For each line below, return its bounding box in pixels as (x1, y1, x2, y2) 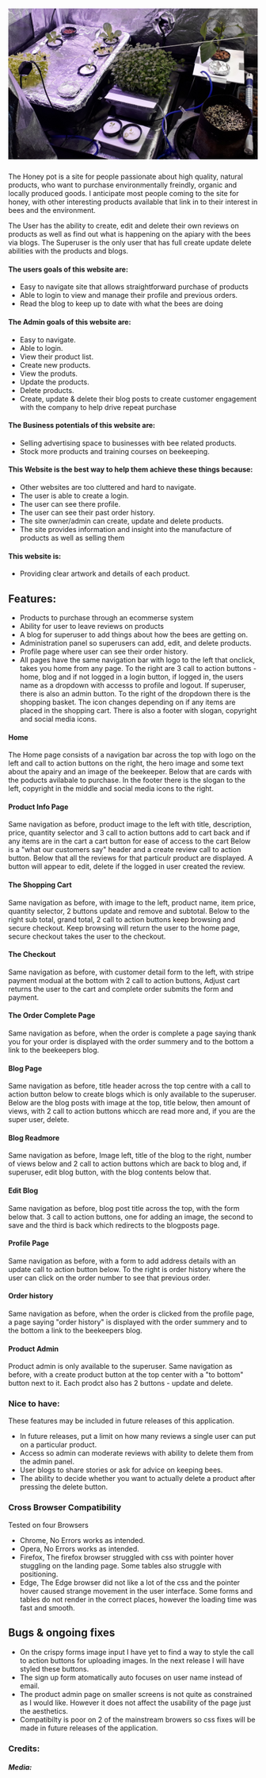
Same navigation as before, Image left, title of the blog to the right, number (8, 1151, 252, 1160)
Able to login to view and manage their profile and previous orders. (19, 291, 238, 300)
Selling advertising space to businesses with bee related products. (19, 438, 237, 448)
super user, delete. (8, 1115, 70, 1124)
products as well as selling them (19, 533, 125, 542)
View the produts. (19, 368, 78, 378)
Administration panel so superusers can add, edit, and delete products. (19, 638, 252, 647)
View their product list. (19, 352, 93, 361)
